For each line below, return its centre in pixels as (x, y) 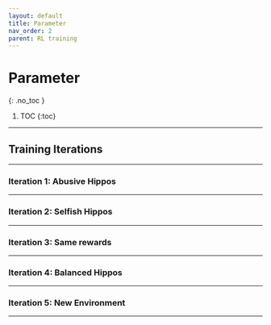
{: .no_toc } (27, 101)
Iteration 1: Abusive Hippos (63, 181)
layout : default (35, 16)
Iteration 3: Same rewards (60, 242)
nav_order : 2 (30, 31)
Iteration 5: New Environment (67, 303)
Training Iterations (56, 149)
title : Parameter (38, 23)
